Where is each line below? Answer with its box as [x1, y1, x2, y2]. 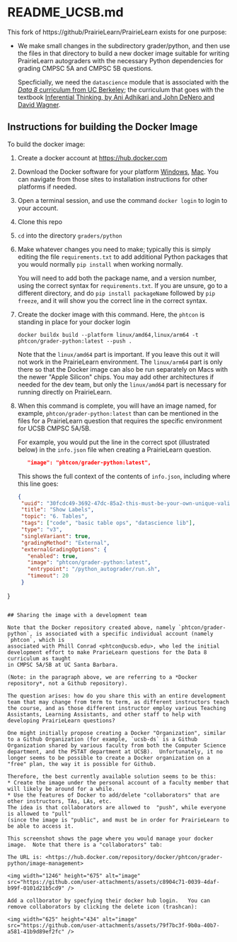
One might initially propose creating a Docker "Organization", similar [7, 729, 226, 736]
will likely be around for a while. [7, 785, 115, 792]
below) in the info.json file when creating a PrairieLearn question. [17, 445, 212, 454]
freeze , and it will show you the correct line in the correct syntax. [17, 296, 207, 305]
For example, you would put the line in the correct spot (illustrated [17, 438, 210, 446]
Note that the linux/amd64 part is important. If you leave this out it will [17, 350, 220, 358]
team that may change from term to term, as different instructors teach [7, 698, 230, 706]
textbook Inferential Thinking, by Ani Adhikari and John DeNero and [17, 93, 215, 101]
